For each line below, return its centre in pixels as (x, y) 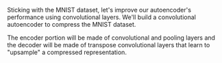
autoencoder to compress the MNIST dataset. (72, 24)
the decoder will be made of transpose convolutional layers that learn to (109, 45)
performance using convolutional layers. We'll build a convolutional (102, 17)
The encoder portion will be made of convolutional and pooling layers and (111, 38)
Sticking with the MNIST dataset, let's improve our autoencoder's (99, 10)
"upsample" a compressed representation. (67, 52)
